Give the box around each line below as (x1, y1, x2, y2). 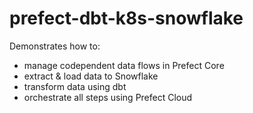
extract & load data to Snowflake (23, 70, 159, 82)
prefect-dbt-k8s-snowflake (9, 7, 244, 30)
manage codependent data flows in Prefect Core (23, 59, 225, 71)
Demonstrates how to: (9, 40, 101, 52)
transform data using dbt (23, 80, 127, 92)
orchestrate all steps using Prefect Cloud (23, 91, 193, 103)
